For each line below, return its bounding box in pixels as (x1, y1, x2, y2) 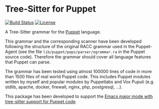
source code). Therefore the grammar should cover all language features (5, 54, 151, 59)
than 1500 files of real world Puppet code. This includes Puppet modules (5, 73, 151, 79)
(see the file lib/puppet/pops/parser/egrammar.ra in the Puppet (18, 49, 145, 54)
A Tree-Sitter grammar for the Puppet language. (5, 29, 101, 35)
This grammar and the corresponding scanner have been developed (5, 38, 142, 44)
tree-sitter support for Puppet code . (5, 98, 77, 104)
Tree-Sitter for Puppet (5, 3, 96, 15)
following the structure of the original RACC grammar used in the (5, 43, 135, 49)
